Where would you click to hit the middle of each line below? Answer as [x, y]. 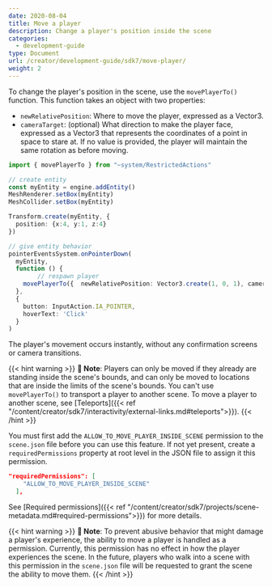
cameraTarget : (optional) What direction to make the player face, [126, 124]
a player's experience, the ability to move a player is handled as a [117, 539]
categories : [28, 38]
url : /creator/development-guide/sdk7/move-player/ [97, 61]
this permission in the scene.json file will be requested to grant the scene [130, 565]
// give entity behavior [50, 246]
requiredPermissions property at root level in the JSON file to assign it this [132, 453]
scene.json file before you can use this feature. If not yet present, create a [132, 445]
